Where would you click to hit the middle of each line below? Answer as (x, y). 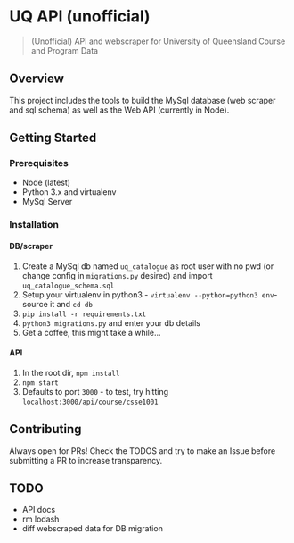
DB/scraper (31, 246)
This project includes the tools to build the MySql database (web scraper (143, 100)
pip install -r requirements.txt (84, 314)
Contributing (45, 429)
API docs (39, 510)
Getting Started (53, 138)
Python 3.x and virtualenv (69, 192)
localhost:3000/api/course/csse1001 (90, 402)
